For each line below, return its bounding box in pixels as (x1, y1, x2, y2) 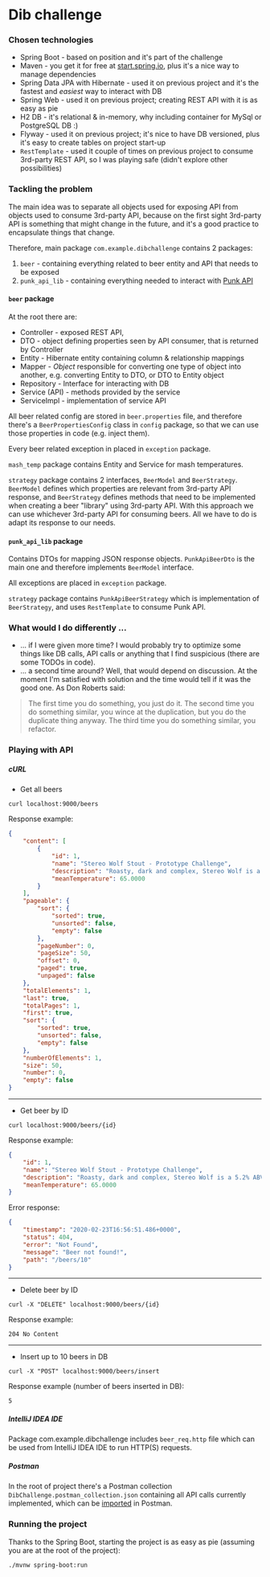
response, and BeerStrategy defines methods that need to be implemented (8, 492, 256, 501)
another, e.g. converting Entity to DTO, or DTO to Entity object (19, 370, 225, 379)
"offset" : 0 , (37, 957, 81, 965)
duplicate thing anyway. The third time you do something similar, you (27, 716, 256, 725)
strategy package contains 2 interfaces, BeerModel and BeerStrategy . (8, 475, 238, 484)
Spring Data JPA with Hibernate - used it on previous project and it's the (19, 78, 260, 88)
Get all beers (19, 785, 63, 795)
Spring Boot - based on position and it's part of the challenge (19, 52, 223, 62)
